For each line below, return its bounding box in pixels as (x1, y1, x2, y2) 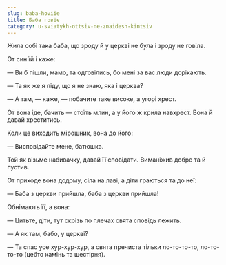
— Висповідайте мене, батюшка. (7, 142, 104, 151)
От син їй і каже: (7, 55, 56, 63)
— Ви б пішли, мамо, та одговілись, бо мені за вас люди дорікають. (7, 68, 207, 76)
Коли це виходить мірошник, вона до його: (7, 129, 133, 138)
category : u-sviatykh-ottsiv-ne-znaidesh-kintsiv (7, 23, 153, 30)
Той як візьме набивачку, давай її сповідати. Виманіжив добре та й (7, 156, 206, 164)
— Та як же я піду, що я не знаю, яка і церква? (7, 82, 143, 90)
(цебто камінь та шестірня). (23, 251, 105, 259)
